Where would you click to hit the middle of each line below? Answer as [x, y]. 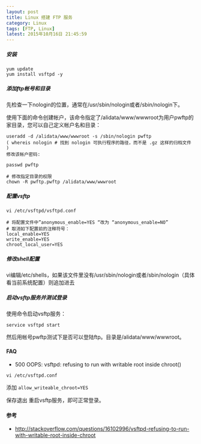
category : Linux [26, 23]
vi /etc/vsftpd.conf [32, 376]
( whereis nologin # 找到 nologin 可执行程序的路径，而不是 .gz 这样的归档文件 [99, 143]
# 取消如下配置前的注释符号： [38, 229]
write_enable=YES [28, 239]
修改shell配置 [23, 259]
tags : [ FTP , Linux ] [31, 29]
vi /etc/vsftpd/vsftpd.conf [41, 211]
